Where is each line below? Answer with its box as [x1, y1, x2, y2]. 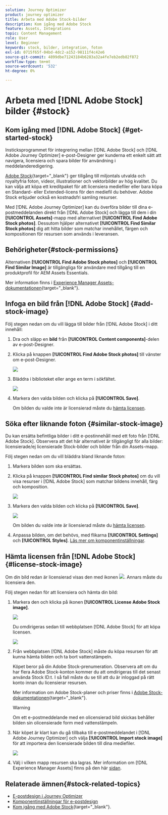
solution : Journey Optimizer [5, 7, 67, 13]
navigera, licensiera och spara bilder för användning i [5, 158, 116, 163]
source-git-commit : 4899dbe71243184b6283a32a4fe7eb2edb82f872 [5, 54, 139, 60]
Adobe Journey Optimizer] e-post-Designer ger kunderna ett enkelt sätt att [5, 152, 161, 158]
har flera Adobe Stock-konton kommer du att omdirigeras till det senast [12, 669, 161, 675]
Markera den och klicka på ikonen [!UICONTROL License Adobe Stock [12, 599, 160, 605]
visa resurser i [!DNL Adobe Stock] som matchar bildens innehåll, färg [12, 478, 158, 484]
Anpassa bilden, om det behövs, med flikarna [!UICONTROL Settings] [12, 532, 158, 538]
